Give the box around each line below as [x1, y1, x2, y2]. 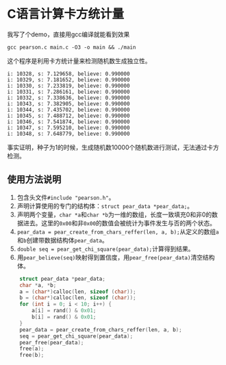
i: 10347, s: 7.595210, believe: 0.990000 [7, 124, 130, 131]
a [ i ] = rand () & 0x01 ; [32, 307, 97, 314]
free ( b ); [19, 352, 45, 359]
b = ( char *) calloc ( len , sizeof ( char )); [19, 294, 136, 301]
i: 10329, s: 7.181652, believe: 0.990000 [7, 76, 130, 83]
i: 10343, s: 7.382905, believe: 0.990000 [7, 100, 130, 107]
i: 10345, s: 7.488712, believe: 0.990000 [7, 112, 130, 119]
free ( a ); [19, 345, 45, 353]
